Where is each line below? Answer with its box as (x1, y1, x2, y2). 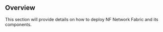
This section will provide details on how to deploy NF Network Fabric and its (5, 16, 159, 22)
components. (5, 21, 32, 27)
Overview (5, 4, 36, 12)
